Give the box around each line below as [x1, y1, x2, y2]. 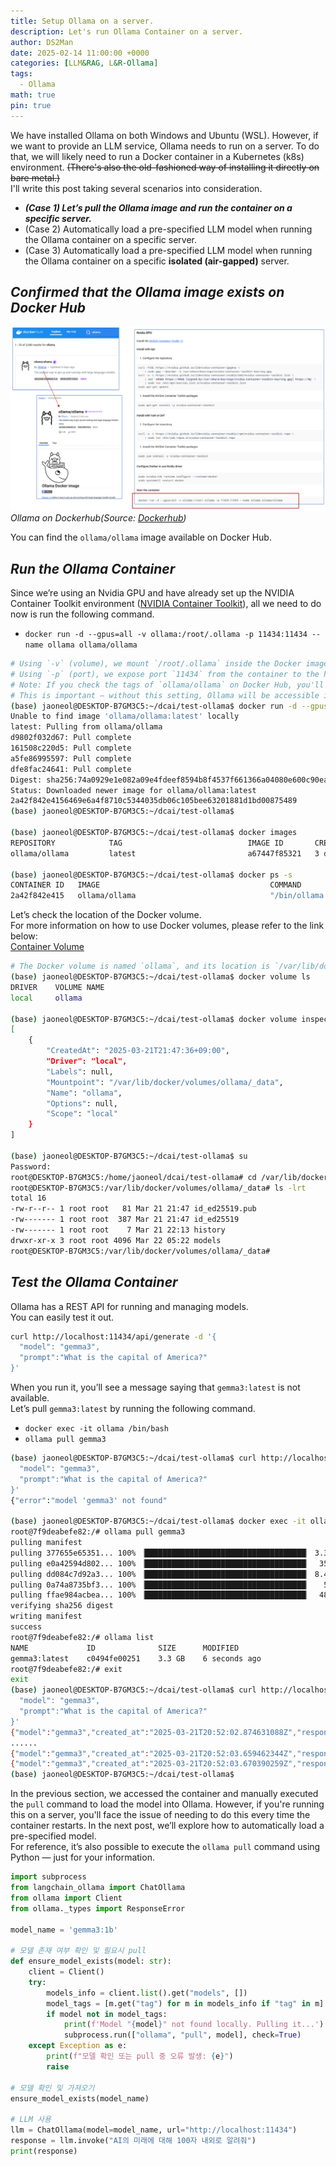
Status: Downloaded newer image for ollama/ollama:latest [10, 785, 257, 795]
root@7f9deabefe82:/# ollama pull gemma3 [10, 1527, 186, 1537]
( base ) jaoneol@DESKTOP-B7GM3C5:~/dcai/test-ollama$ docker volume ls [10, 972, 311, 982]
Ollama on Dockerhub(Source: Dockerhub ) [10, 512, 187, 524]
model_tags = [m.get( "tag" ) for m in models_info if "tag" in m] [46, 1998, 325, 2009]
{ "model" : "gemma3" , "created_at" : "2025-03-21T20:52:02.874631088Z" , [10, 1727, 298, 1737]
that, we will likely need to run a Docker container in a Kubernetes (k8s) [10, 150, 305, 162]
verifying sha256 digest [10, 1601, 114, 1611]
